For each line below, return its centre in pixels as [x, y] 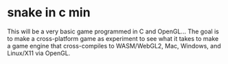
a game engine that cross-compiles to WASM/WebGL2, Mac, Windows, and [114, 46]
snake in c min [49, 13]
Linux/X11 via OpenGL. [39, 53]
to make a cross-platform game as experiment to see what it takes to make [113, 38]
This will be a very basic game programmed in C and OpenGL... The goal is [113, 31]
